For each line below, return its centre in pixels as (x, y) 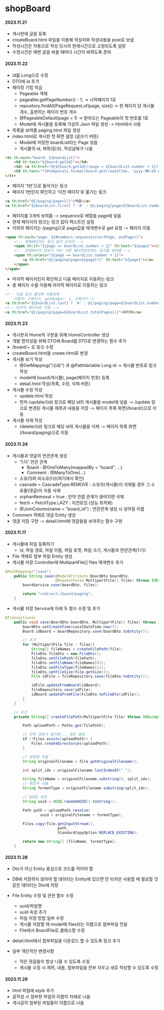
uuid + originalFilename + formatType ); (82, 815)
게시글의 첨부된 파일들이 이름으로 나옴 (48, 1003)
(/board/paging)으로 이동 (44, 432)
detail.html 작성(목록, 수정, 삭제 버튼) (55, 384)
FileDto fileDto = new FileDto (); (66, 654)
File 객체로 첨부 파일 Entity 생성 (42, 556)
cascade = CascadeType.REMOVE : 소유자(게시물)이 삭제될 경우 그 (85, 484)
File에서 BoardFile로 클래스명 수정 (52, 930)
